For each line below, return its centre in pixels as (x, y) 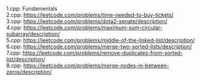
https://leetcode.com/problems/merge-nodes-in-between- (96, 66)
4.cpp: (14, 27)
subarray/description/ (33, 34)
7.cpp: (14, 53)
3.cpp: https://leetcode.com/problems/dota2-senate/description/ (87, 21)
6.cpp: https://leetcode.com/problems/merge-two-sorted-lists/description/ (99, 46)
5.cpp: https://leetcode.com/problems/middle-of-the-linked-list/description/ (100, 40)
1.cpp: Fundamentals (32, 9)
